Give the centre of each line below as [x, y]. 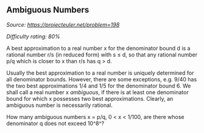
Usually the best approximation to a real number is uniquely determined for [100, 73]
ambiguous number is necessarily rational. [59, 105]
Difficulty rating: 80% [33, 36]
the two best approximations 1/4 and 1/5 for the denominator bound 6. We [99, 86]
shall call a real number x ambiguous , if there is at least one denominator [97, 92]
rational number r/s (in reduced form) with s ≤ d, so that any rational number [102, 55]
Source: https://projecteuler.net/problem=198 [63, 24]
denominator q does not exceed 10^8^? [55, 123]
